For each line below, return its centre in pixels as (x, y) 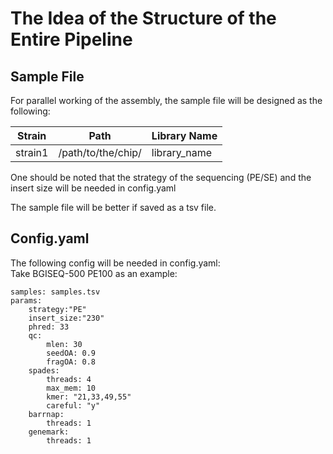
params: (26, 300)
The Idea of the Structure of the (143, 18)
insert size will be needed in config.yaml (93, 188)
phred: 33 (49, 327)
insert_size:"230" (66, 318)
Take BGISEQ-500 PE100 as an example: (94, 273)
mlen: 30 (64, 344)
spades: (44, 370)
